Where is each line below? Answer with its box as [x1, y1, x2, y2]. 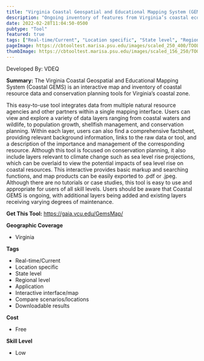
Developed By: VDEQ [6, 65, 59, 72]
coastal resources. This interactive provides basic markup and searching [6, 166, 188, 173]
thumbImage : [6, 49, 36, 55]
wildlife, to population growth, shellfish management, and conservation [6, 121, 184, 128]
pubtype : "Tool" [6, 25, 47, 32]
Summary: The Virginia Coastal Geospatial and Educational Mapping [6, 76, 179, 84]
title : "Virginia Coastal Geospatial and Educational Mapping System [6, 8, 186, 15]
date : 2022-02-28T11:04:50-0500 [6, 20, 88, 26]
